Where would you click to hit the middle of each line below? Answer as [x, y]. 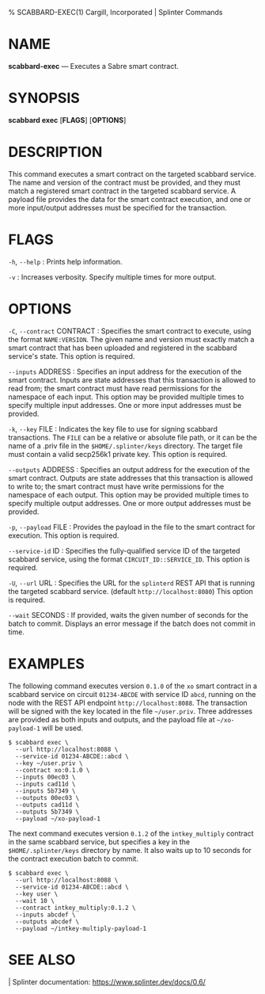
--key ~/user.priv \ [49, 763]
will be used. [63, 728]
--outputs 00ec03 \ [47, 798]
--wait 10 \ [35, 901]
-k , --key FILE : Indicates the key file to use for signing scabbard [113, 428]
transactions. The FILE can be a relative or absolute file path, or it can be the [132, 437]
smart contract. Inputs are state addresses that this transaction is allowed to [132, 379]
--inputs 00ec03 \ [46, 777]
